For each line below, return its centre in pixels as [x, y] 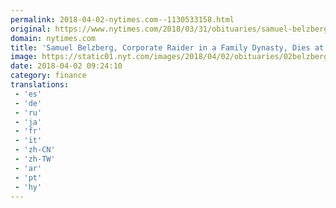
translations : [40, 85]
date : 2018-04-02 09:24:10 [66, 66]
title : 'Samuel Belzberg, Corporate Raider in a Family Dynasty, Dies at [167, 47]
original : [31, 29]
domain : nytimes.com [53, 38]
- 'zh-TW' [35, 159]
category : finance [48, 76]
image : [24, 57]
